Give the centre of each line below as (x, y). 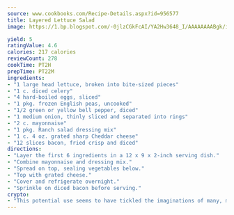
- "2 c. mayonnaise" (37, 123)
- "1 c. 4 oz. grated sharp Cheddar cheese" (73, 136)
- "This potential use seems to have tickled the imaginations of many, (115, 201)
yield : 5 (20, 39)
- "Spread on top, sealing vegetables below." (76, 168)
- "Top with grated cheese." (49, 175)
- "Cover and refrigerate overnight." (63, 182)
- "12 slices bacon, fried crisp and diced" (73, 143)
